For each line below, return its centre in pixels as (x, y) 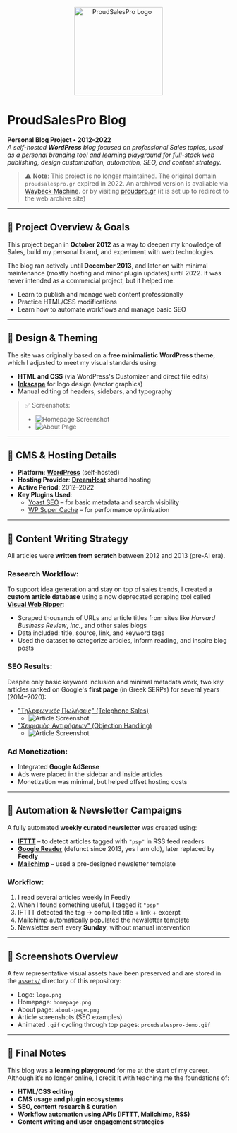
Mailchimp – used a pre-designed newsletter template (97, 864)
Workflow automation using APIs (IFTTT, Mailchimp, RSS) (104, 1114)
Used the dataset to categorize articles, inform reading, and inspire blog (122, 641)
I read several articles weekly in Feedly (74, 898)
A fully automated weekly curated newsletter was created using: (102, 827)
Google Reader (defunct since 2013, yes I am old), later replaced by (116, 848)
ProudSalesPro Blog (67, 120)
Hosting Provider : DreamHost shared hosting (84, 480)
